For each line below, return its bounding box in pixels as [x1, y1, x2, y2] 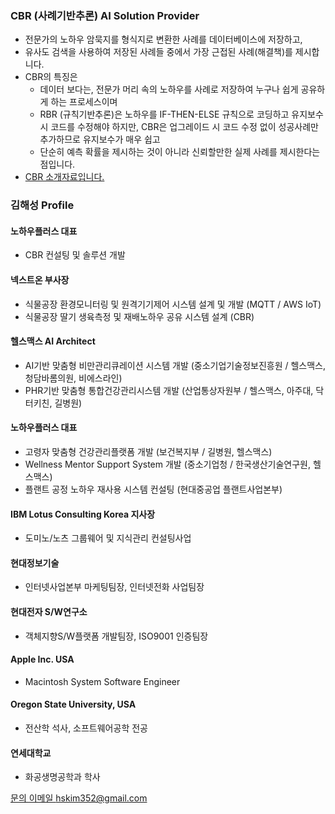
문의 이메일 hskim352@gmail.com [10, 792, 148, 804]
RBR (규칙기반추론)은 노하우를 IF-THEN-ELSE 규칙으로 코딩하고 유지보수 [39, 108, 324, 121]
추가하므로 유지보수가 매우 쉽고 [39, 133, 161, 146]
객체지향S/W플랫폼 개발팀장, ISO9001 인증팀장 [24, 630, 209, 642]
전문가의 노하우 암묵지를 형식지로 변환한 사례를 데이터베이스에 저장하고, [24, 33, 303, 46]
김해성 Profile [10, 198, 75, 212]
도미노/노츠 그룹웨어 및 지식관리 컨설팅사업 [24, 532, 192, 544]
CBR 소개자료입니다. [24, 171, 105, 183]
